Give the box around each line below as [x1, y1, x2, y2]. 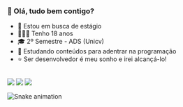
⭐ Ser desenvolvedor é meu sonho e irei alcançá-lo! [17, 55, 167, 63]
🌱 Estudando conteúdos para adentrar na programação [17, 47, 177, 56]
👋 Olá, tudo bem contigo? [7, 6, 95, 16]
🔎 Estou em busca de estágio [17, 22, 102, 31]
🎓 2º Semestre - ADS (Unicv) [17, 38, 105, 46]
